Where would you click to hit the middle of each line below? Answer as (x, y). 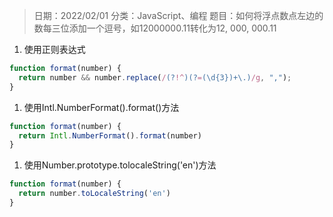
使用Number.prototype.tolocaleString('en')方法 (120, 165)
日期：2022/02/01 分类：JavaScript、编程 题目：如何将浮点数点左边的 (178, 15)
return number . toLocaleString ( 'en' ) (94, 194)
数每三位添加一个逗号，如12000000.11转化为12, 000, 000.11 (155, 28)
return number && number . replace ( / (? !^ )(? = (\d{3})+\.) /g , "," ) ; (155, 77)
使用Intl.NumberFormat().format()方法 (101, 107)
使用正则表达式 (54, 49)
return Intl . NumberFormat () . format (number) (110, 135)
